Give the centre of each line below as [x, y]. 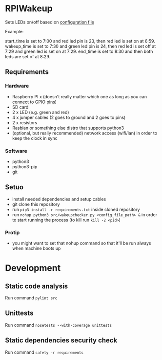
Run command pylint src [31, 298]
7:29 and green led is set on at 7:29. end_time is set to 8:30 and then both [79, 51]
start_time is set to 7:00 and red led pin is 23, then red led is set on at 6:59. [80, 41]
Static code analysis [37, 286]
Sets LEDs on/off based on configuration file [50, 22]
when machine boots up [36, 248]
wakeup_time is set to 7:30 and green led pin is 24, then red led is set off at [81, 46]
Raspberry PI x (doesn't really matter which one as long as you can [80, 96]
